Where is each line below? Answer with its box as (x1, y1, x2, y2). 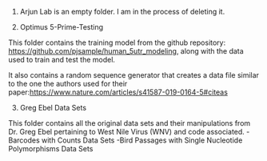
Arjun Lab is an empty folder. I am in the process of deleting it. (19, 7, 225, 16)
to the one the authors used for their (8, 79, 128, 88)
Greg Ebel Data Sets (19, 103, 86, 112)
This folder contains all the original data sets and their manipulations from (8, 119, 251, 127)
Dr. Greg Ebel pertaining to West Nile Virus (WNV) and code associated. (8, 127, 245, 136)
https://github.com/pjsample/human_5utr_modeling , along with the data (8, 46, 244, 55)
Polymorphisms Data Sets (8, 144, 94, 153)
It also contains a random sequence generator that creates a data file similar (8, 70, 260, 79)
